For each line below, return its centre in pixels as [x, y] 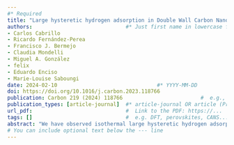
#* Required [24, 14]
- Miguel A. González [39, 59]
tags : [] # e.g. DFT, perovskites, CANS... [118, 117]
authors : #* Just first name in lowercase [115, 26]
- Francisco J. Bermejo [42, 46]
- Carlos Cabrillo [34, 33]
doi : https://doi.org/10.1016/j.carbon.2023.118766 [84, 91]
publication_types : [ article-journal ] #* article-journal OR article [112, 105]
